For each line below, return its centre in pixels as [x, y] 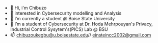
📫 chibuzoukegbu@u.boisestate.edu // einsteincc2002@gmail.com [81, 35]
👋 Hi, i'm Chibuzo [28, 8]
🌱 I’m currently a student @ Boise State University [62, 18]
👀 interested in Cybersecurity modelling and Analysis [66, 13]
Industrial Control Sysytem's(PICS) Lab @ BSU [59, 29]
